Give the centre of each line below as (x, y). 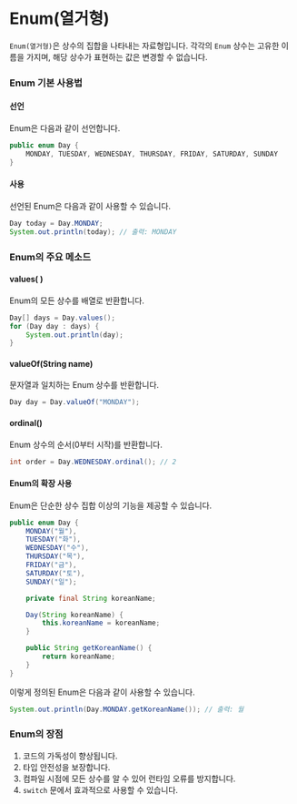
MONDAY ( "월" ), (51, 531)
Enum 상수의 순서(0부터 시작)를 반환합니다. (86, 444)
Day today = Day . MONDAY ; (56, 223)
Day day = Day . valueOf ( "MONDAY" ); (75, 402)
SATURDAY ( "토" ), (55, 573)
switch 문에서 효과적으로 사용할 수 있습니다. (100, 789)
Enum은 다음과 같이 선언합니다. (65, 128)
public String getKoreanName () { (89, 648)
